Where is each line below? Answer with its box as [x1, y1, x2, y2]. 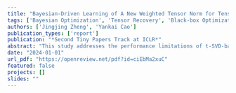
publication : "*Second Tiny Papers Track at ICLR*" [7, 36, 162, 43]
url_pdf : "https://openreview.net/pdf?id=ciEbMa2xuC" [7, 56, 169, 63]
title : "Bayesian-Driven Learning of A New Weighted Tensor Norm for [7, 10, 216, 17]
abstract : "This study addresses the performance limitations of [7, 43, 202, 50]
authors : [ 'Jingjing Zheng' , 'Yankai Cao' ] [7, 23, 137, 30]
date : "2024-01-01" [7, 50, 65, 57]
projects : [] [7, 69, 46, 76]
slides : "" [7, 75, 39, 83]
